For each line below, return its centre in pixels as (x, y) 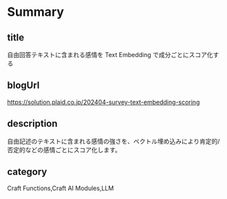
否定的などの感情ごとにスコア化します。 (64, 149)
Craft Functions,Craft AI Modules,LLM (61, 188)
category (27, 172)
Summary (35, 12)
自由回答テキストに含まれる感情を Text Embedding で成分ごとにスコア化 (110, 55)
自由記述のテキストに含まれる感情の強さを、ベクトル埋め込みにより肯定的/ (113, 141)
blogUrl (23, 86)
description (32, 124)
